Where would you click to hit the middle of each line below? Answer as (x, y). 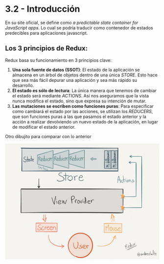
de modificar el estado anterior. (44, 127)
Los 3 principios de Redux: (47, 48)
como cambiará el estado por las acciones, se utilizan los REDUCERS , (82, 111)
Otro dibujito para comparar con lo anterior (48, 136)
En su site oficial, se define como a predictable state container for (72, 23)
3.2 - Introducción (43, 9)
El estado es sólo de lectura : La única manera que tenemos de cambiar (84, 90)
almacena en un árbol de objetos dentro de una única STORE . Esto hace (85, 75)
